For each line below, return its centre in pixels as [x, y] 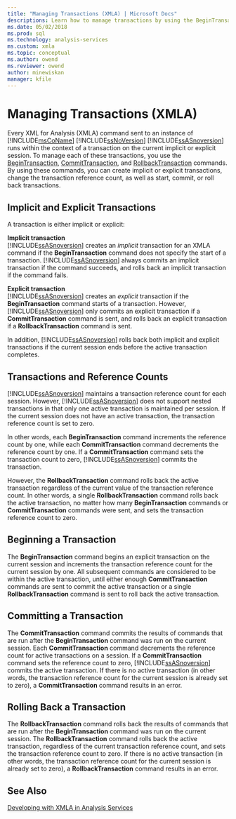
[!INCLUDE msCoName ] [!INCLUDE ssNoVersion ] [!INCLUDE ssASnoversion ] [116, 140]
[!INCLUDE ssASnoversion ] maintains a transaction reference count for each [117, 393]
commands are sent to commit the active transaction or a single [99, 586]
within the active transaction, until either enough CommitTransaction [107, 579]
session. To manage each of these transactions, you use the [94, 156]
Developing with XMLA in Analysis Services [70, 808]
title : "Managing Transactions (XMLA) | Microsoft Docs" [92, 14]
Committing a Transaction [65, 616]
